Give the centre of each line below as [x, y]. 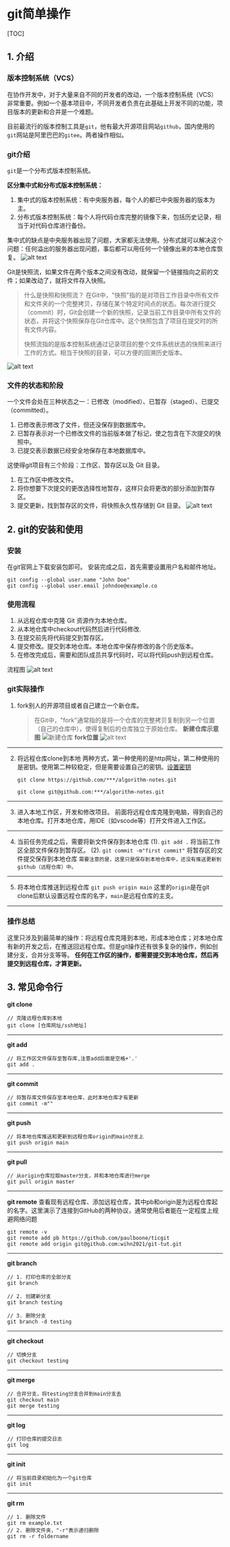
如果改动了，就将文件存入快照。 [64, 280]
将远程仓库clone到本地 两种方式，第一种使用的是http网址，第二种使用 [115, 758]
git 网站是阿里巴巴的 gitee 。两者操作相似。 [67, 135]
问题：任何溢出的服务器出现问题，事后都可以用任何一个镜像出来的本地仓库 [112, 249]
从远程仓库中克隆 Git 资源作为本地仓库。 [74, 621]
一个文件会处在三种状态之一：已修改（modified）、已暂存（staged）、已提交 [113, 402]
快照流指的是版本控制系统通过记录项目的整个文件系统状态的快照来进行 [123, 343]
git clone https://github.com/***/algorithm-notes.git [97, 780]
